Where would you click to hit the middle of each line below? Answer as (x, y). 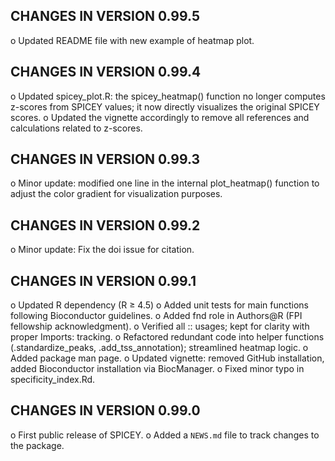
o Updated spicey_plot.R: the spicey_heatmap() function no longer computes (168, 96)
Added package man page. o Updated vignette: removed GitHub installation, (167, 358)
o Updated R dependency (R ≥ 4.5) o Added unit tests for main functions (159, 305)
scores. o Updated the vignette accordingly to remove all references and (160, 117)
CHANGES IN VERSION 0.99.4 (106, 72)
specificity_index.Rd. (53, 380)
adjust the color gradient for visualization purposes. (116, 194)
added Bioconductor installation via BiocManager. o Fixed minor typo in (157, 369)
